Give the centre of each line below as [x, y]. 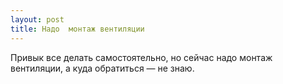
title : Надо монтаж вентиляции [77, 29]
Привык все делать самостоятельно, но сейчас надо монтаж [141, 57]
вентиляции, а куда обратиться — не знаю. [102, 68]
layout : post [37, 19]
